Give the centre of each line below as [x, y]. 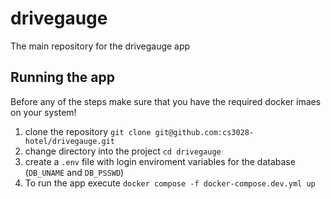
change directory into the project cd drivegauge [123, 151]
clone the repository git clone [88, 131]
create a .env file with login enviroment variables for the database [160, 161]
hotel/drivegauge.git [69, 141]
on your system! [43, 112]
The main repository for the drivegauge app [100, 46]
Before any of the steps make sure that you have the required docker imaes [166, 101]
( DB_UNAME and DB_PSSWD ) [74, 172]
